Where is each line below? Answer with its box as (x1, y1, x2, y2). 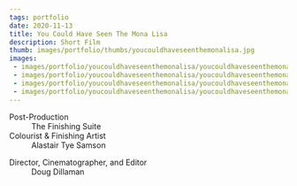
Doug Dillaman (31, 166, 85, 177)
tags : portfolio (9, 12, 69, 22)
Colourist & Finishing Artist (9, 130, 106, 141)
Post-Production (9, 112, 69, 122)
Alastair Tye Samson (31, 139, 106, 151)
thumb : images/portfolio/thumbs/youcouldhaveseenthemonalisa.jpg (9, 46, 255, 55)
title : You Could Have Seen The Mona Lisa (9, 29, 168, 38)
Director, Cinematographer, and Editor (9, 157, 148, 167)
